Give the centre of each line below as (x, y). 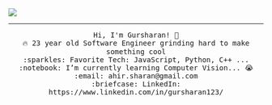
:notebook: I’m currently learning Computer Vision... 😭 (136, 68)
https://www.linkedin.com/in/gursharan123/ (136, 92)
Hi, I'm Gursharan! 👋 (136, 35)
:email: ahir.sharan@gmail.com (136, 76)
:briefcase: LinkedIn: (136, 84)
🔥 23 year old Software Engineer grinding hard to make (136, 43)
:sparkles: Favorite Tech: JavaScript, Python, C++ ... (136, 60)
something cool (136, 52)
